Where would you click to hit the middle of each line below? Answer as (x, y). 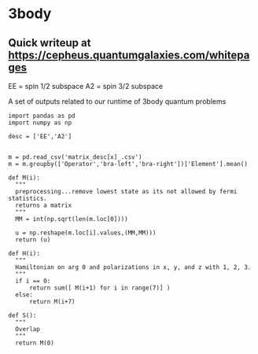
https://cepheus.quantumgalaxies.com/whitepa (129, 55)
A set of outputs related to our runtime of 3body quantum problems (117, 101)
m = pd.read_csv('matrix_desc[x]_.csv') (76, 157)
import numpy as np (40, 123)
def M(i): (24, 178)
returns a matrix (44, 205)
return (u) (33, 240)
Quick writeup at (50, 43)
